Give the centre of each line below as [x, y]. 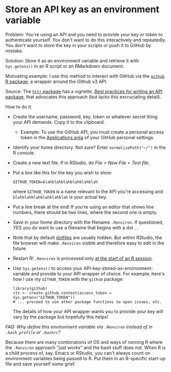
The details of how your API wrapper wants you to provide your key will [88, 311]
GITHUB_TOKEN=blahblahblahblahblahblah [55, 182]
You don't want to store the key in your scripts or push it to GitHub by [78, 45]
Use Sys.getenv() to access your [48, 268]
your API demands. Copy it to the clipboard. [59, 122]
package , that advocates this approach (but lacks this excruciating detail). [83, 97]
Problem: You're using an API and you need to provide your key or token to [84, 34]
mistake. [14, 51]
